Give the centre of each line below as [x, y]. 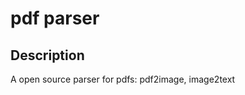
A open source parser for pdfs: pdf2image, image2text [123, 79]
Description [47, 55]
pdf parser [55, 18]
